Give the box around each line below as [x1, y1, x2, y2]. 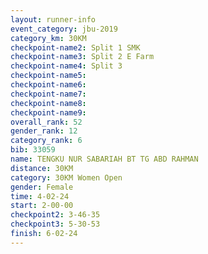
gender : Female [10, 182, 74, 192]
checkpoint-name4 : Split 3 [10, 61, 123, 71]
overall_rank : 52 [10, 117, 83, 127]
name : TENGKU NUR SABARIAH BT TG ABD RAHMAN [10, 154, 199, 164]
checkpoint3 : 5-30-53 [10, 219, 101, 230]
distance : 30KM [10, 163, 74, 173]
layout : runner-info [10, 14, 97, 25]
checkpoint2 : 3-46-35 [10, 210, 101, 220]
